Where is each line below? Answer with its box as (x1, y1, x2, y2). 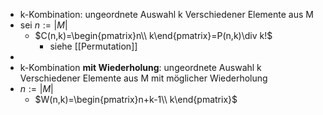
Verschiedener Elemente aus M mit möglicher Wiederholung (19, 72, 268, 84)
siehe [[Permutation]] (49, 40, 138, 52)
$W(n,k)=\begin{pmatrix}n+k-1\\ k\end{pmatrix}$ (34, 94, 238, 105)
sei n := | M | (19, 19, 68, 31)
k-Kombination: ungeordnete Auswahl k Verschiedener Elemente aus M (19, 9, 314, 20)
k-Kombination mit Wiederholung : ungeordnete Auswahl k (19, 62, 262, 73)
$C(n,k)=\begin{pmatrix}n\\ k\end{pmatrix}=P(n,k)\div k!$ (34, 30, 273, 41)
